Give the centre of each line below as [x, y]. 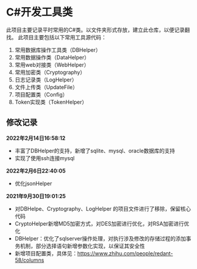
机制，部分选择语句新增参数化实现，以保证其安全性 [82, 246]
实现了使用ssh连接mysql [45, 158]
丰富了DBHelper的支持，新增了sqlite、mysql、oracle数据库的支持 [95, 151]
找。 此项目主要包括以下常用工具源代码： [56, 37]
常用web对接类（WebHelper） [52, 65]
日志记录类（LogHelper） [46, 79]
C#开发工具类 [39, 12]
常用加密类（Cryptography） [50, 72]
